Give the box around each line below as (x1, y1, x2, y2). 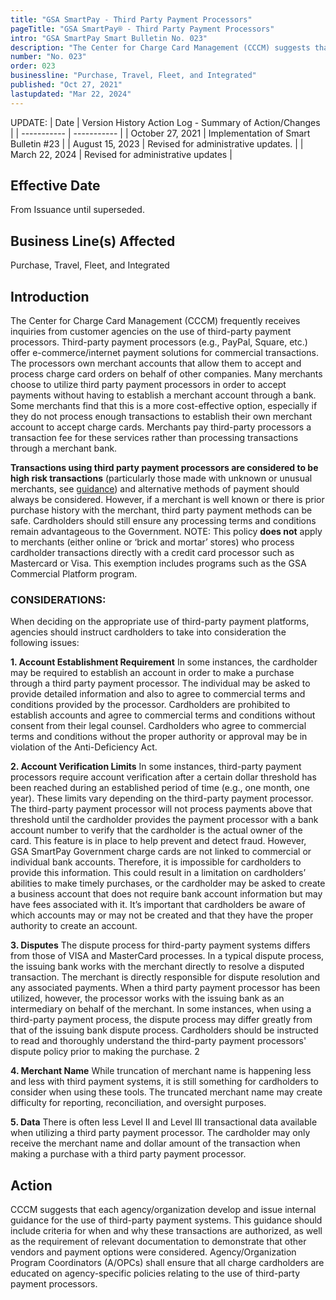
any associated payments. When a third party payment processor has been (10, 982, 321, 994)
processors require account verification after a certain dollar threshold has (10, 771, 317, 783)
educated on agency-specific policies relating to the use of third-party (10, 1267, 301, 1280)
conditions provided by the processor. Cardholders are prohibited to (10, 699, 291, 711)
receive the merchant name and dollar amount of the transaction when (10, 1137, 301, 1150)
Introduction (10, 288, 90, 305)
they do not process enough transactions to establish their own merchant (10, 411, 313, 423)
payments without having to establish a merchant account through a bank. (10, 389, 317, 401)
